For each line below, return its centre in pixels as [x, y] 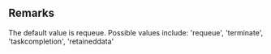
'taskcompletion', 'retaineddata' [61, 41]
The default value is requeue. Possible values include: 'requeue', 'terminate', [136, 32]
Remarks [32, 13]
